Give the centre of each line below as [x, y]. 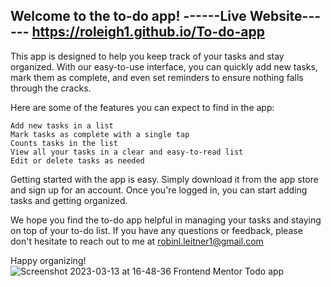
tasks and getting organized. [69, 200]
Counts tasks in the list [64, 143]
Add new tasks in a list [62, 125]
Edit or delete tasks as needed [77, 160]
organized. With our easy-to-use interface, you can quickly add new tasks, [164, 66]
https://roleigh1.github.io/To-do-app [148, 32]
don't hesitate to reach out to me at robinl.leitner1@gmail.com [137, 241]
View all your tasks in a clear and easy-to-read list [127, 152]
